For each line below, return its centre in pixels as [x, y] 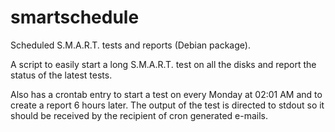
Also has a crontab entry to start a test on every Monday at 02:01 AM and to [166, 94]
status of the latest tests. [61, 75]
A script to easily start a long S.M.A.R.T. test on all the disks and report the [163, 64]
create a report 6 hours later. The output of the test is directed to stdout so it [167, 105]
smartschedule [75, 17]
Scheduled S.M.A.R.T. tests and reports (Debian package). [130, 45]
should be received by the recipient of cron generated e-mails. [139, 115]
